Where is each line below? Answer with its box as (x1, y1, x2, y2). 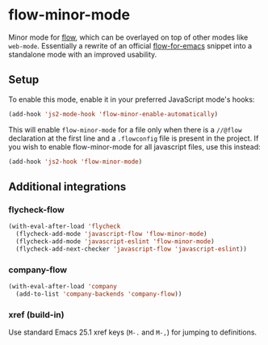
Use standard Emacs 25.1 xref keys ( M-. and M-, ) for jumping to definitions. (8, 327, 257, 337)
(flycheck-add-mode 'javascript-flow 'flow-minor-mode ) (15, 230, 207, 238)
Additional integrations (8, 179, 127, 193)
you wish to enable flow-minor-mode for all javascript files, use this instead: (8, 141, 261, 151)
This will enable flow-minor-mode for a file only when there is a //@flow (8, 124, 242, 134)
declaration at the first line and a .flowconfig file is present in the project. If (8, 133, 259, 143)
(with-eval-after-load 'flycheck (8, 222, 121, 231)
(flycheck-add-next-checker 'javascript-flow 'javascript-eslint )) (15, 245, 248, 253)
